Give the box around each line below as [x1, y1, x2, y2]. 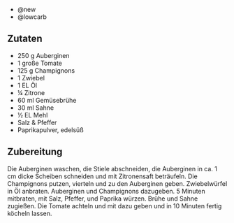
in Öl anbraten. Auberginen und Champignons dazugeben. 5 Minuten [7, 187, 206, 195]
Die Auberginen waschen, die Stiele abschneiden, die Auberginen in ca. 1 [7, 164, 218, 173]
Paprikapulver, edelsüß [17, 125, 84, 134]
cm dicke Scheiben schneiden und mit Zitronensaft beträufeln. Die [7, 172, 198, 180]
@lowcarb [17, 13, 47, 21]
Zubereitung [7, 146, 63, 158]
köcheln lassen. [7, 209, 52, 217]
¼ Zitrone [17, 88, 45, 96]
